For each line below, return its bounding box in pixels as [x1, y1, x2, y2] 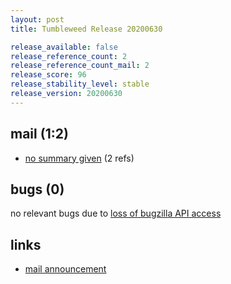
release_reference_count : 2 [10, 51, 128, 61]
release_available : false [10, 42, 118, 52]
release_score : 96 [10, 70, 87, 80]
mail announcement [24, 263, 107, 275]
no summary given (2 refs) [24, 152, 135, 164]
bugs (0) [10, 181, 65, 198]
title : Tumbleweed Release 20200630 [10, 24, 163, 34]
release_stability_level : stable [10, 79, 150, 90]
